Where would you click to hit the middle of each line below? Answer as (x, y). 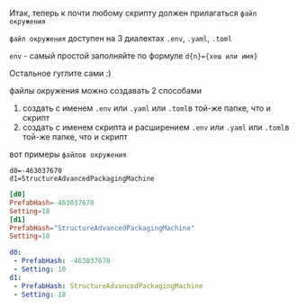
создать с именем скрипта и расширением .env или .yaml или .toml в (156, 127)
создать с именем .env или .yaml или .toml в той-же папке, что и (147, 108)
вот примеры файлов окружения (68, 154)
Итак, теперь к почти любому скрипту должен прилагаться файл (133, 13)
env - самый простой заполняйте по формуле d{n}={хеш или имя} (134, 56)
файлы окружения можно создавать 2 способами (106, 91)
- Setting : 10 (40, 269)
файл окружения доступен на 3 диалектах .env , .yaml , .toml (121, 38)
